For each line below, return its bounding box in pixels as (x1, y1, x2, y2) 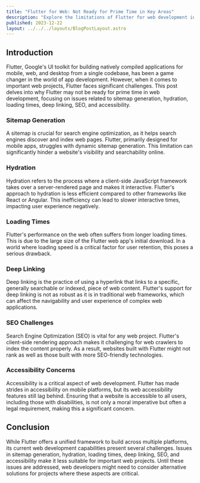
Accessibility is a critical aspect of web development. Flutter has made (6, 379, 180, 386)
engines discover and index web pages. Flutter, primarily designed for (6, 136, 177, 143)
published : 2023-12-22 (6, 20, 62, 26)
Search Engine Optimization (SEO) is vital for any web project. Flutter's (6, 332, 180, 339)
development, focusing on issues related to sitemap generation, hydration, (6, 95, 189, 102)
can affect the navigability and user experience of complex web (6, 298, 162, 305)
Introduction (6, 47, 54, 57)
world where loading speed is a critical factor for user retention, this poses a (6, 243, 193, 250)
